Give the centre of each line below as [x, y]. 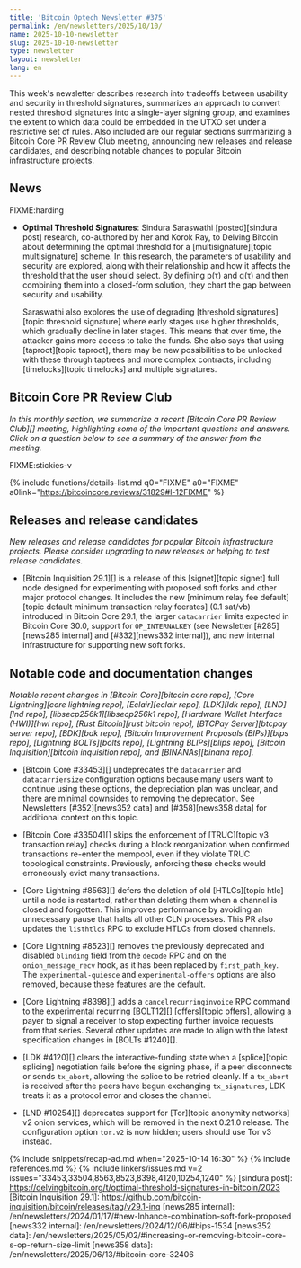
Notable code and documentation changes [131, 674]
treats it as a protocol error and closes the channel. [117, 1095]
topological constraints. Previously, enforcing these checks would [144, 864]
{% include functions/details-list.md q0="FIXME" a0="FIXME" [124, 483]
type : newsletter [42, 51]
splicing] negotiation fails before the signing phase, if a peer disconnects [157, 1067]
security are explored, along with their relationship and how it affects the [156, 265]
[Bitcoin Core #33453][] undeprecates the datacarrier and [132, 770]
